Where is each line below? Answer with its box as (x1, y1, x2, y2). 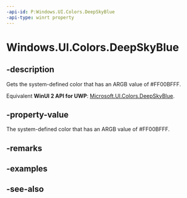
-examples (6, 164, 48, 174)
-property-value (6, 109, 69, 120)
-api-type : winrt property (6, 14, 74, 21)
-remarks (6, 143, 42, 153)
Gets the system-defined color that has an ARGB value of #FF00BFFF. (6, 80, 182, 88)
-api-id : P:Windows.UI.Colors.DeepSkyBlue (6, 8, 115, 15)
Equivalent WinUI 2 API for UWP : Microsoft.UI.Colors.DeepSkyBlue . (6, 92, 175, 100)
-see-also (6, 184, 44, 194)
